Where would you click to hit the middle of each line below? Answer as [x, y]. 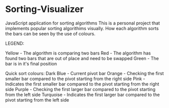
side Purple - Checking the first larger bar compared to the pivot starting [80, 89]
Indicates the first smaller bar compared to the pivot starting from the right [82, 84]
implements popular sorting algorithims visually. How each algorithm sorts [82, 28]
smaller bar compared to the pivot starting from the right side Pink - [75, 78]
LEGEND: [15, 43]
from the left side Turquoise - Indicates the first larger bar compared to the [82, 94]
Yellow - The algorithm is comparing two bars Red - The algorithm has [78, 53]
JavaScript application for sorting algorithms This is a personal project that [82, 23]
